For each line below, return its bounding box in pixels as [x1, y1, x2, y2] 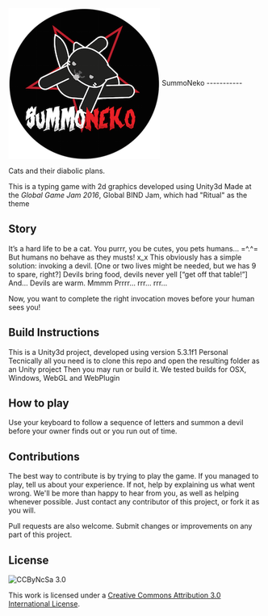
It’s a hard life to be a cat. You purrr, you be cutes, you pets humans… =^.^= [8, 243, 258, 253]
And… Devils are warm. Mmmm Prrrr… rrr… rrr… [8, 278, 168, 288]
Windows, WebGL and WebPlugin [8, 373, 120, 382]
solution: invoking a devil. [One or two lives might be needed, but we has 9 [8, 260, 257, 270]
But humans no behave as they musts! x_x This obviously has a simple [8, 252, 242, 262]
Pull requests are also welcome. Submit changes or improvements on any [8, 521, 253, 531]
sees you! [8, 302, 41, 312]
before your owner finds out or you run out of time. [8, 426, 178, 436]
